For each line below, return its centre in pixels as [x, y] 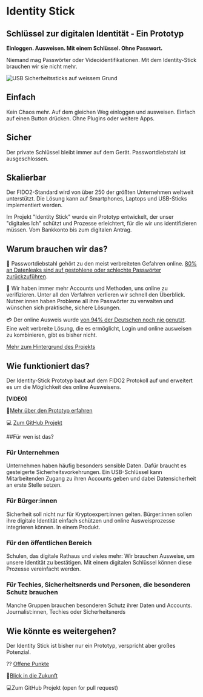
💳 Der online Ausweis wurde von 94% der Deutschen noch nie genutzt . [96, 320]
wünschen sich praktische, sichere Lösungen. [64, 307]
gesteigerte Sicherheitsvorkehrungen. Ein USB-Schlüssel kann [84, 472]
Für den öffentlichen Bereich [49, 543]
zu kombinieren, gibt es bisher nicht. [52, 335]
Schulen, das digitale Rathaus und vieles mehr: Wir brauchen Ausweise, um [101, 556]
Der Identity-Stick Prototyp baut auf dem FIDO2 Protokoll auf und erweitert [99, 380]
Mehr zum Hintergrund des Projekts [51, 347]
